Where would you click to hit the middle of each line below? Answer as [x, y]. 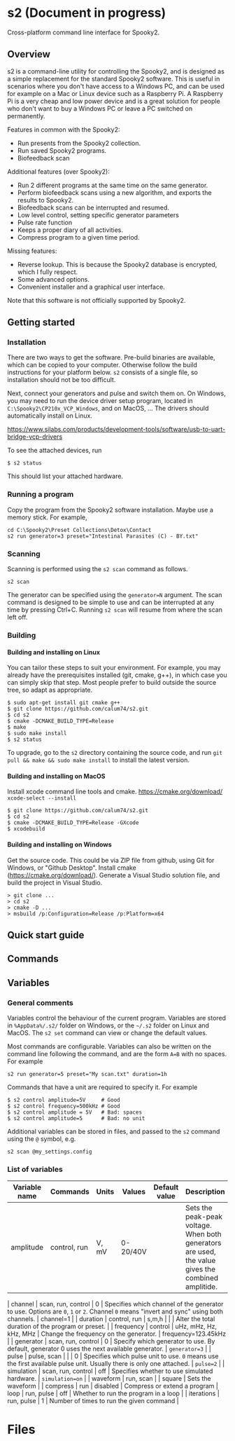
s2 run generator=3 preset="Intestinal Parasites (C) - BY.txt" [103, 536]
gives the [200, 1269]
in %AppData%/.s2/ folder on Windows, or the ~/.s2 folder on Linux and [108, 1025]
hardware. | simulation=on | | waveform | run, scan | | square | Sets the [109, 1379]
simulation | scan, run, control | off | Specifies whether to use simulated [110, 1371]
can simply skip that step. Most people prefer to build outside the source [112, 683]
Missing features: [32, 251]
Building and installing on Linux [54, 652]
